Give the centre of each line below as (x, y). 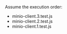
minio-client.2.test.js (32, 21)
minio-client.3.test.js (32, 16)
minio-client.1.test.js (32, 26)
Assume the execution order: (34, 7)
